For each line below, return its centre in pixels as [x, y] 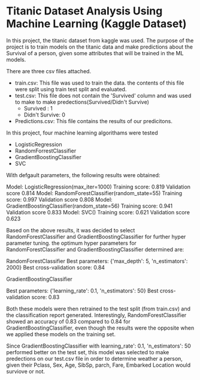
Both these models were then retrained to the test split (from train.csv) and [98, 309]
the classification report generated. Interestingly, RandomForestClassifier [96, 315]
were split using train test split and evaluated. [71, 89]
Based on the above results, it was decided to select [71, 230]
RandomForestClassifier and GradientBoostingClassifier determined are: [95, 249]
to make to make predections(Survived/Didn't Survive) [82, 102]
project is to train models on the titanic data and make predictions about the [100, 47]
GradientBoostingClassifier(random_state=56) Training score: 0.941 [90, 206]
